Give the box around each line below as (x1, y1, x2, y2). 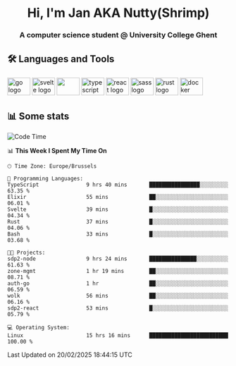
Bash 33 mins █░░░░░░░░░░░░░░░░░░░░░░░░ (7, 231, 229, 238)
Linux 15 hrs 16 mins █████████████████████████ (7, 332, 229, 339)
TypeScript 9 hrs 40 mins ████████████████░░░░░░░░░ (7, 181, 229, 188)
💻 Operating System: (7, 324, 70, 331)
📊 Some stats (7, 110, 70, 122)
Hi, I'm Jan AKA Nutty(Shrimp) (27, 5, 210, 21)
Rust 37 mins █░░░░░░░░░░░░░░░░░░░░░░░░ (7, 219, 229, 226)
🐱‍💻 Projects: (7, 249, 46, 257)
